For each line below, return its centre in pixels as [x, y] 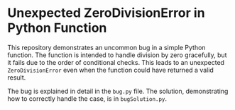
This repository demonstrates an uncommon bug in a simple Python [106, 47]
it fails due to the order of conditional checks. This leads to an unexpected [116, 62]
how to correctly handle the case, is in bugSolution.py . [87, 98]
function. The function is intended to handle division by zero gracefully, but [117, 55]
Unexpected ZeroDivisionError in [106, 13]
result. [17, 77]
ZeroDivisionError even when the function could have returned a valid [111, 70]
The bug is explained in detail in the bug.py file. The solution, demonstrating [118, 91]
